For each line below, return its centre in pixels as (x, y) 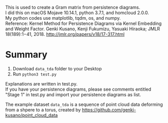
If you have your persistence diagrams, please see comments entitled (78, 89)
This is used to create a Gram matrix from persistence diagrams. (73, 7)
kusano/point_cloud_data (32, 115)
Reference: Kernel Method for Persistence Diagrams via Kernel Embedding (83, 23)
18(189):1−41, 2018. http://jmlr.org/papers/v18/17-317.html (65, 34)
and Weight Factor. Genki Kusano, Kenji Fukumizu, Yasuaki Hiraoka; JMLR (83, 29)
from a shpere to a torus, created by (43, 110)
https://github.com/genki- (109, 110)
